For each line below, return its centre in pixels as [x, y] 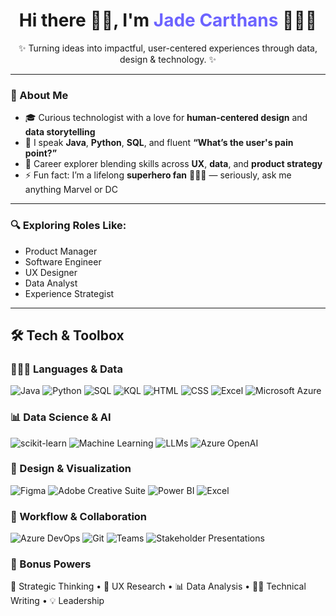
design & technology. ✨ [168, 59]
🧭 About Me [39, 95]
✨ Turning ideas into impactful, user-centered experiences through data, [168, 48]
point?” [41, 153]
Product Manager [61, 251]
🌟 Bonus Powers [51, 564]
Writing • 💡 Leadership [57, 601]
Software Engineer [63, 261]
